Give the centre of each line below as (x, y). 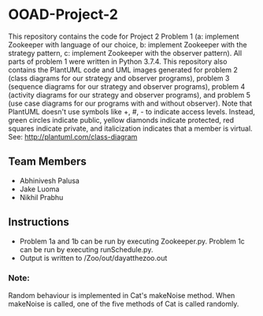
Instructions (39, 222)
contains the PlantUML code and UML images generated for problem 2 (123, 69)
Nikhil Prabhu (41, 197)
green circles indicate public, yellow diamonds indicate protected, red (121, 120)
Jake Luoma (39, 189)
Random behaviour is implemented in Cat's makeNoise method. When (122, 295)
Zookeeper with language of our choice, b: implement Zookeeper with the (128, 44)
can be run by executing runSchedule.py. (86, 249)
